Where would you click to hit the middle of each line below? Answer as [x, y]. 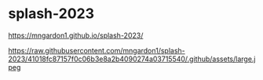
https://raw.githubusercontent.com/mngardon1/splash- [97, 50]
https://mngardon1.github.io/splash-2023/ [76, 35]
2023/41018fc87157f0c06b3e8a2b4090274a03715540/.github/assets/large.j [132, 59]
